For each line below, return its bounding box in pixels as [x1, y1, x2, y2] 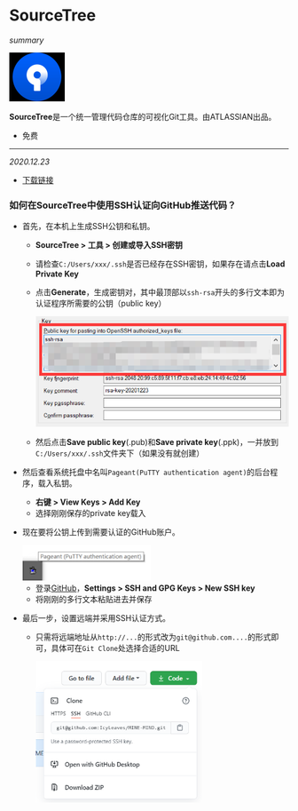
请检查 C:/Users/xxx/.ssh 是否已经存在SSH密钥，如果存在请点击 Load [35, 258, 286, 269]
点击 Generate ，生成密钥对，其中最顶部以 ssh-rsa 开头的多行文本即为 [35, 287, 286, 298]
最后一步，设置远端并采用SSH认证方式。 [21, 612, 171, 623]
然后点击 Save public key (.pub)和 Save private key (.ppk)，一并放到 [35, 436, 279, 447]
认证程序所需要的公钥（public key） [35, 298, 167, 309]
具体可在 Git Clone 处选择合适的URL [51, 642, 180, 653]
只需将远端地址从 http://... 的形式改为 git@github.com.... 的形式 [35, 632, 272, 642]
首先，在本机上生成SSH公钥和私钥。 [21, 221, 155, 232]
